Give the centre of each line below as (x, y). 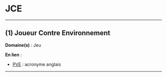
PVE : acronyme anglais (37, 64)
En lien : (14, 55)
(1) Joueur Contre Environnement (58, 33)
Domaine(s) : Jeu (23, 45)
